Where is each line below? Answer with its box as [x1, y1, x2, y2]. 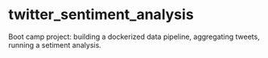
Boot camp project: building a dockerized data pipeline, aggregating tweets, [8, 32, 260, 41]
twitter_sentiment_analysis [8, 6, 195, 24]
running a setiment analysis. [8, 40, 102, 49]
